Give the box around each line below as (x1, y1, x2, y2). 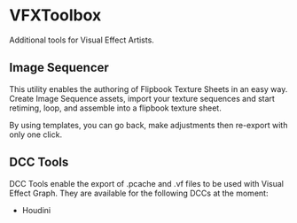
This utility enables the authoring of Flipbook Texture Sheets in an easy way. (9, 83, 288, 94)
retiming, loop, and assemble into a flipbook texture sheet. (9, 103, 222, 113)
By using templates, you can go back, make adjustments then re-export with (9, 119, 288, 130)
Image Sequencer (9, 60, 109, 75)
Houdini (21, 204, 51, 215)
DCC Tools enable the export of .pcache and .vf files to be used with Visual (9, 178, 284, 188)
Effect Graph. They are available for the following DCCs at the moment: (9, 188, 269, 198)
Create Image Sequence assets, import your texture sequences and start (9, 93, 275, 104)
